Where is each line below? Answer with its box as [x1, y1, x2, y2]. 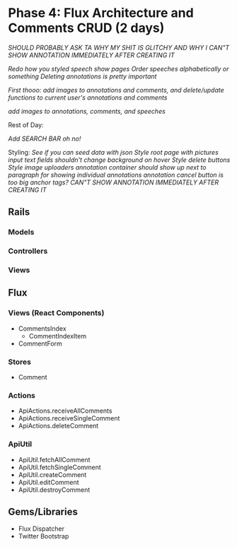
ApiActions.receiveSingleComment [18, 414, 120, 423]
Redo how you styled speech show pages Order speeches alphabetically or [8, 64, 229, 73]
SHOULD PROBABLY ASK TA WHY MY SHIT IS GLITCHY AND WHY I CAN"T [8, 43, 230, 52]
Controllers [8, 246, 48, 256]
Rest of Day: [8, 120, 45, 129]
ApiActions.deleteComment [18, 422, 99, 430]
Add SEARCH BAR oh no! [8, 134, 81, 143]
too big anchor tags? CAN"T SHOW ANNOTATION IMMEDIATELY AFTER [8, 178, 219, 187]
